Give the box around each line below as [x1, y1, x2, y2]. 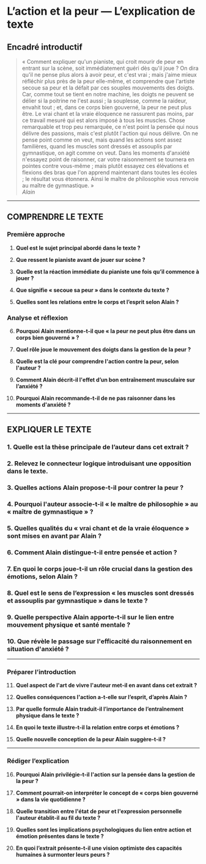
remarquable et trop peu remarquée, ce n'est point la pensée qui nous [21, 123, 199, 130]
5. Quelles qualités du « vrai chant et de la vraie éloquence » [7, 524, 189, 532]
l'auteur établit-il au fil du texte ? [15, 814, 101, 821]
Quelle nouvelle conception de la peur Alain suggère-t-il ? [15, 736, 166, 743]
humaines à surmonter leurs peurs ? [15, 851, 110, 858]
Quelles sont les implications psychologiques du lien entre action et [15, 826, 192, 833]
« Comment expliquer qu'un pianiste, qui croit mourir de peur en [21, 58, 184, 65]
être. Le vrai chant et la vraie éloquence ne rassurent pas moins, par [21, 110, 194, 117]
